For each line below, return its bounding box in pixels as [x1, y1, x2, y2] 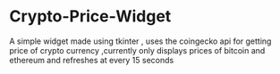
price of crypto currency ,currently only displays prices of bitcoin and [9, 45, 266, 55]
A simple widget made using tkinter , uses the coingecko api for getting [9, 36, 272, 46]
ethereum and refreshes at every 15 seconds [9, 54, 174, 65]
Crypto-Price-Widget [9, 6, 172, 27]
